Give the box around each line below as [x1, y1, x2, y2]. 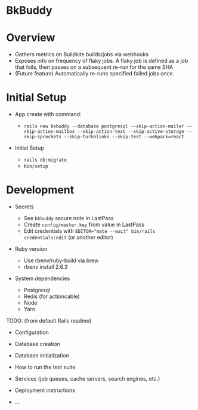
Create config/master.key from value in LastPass [23, 221, 145, 228]
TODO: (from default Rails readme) [6, 317, 92, 324]
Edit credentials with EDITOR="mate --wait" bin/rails [23, 227, 156, 234]
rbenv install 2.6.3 [23, 263, 68, 270]
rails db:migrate [23, 157, 67, 163]
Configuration [14, 329, 49, 336]
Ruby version [14, 245, 48, 252]
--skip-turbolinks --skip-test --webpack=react [63, 134, 185, 140]
